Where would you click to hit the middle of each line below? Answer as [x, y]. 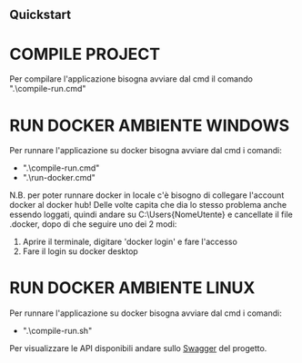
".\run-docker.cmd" [59, 178]
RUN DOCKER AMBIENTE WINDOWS [150, 125]
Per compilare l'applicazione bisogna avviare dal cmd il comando [131, 79]
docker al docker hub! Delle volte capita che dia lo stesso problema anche [148, 205]
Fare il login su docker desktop [80, 251]
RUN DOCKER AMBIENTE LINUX [132, 288]
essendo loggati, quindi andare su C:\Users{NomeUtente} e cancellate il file [151, 215]
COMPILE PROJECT [85, 54]
